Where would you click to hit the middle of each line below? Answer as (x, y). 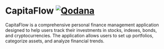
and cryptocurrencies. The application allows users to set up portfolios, (79, 35)
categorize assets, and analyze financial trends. (55, 41)
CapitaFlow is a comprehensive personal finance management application (82, 25)
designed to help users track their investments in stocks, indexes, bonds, (81, 30)
